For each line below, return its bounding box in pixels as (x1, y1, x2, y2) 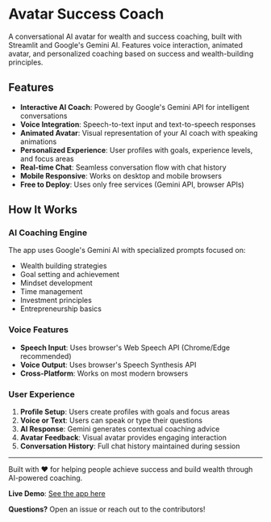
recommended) (19, 351, 72, 360)
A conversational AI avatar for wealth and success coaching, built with (8, 32, 242, 41)
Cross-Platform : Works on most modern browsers (19, 368, 189, 378)
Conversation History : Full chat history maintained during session (19, 441, 240, 451)
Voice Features (8, 324, 69, 335)
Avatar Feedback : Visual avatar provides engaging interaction (19, 433, 227, 443)
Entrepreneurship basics (19, 304, 102, 314)
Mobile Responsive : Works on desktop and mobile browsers (19, 170, 222, 180)
